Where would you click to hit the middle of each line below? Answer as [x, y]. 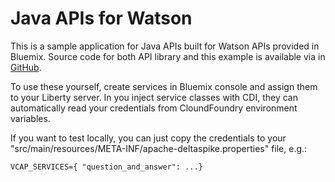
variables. [30, 118]
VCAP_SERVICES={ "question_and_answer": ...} [106, 167]
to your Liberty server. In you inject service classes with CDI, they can [154, 97]
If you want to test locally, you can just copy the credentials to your [148, 138]
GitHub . [26, 67]
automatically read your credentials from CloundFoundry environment [154, 108]
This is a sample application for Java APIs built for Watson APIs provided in [165, 46]
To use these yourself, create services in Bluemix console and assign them [164, 86]
